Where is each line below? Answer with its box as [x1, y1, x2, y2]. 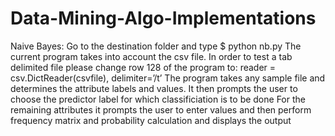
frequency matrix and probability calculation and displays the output [10, 114, 292, 126]
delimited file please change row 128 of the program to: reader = [10, 61, 277, 73]
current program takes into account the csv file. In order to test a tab [10, 50, 293, 62]
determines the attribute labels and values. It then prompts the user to [10, 82, 298, 94]
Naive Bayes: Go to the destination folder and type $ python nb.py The [10, 40, 302, 52]
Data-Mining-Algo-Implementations [10, 7, 317, 30]
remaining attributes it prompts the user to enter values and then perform [10, 103, 312, 116]
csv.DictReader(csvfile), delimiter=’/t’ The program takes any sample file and [10, 72, 326, 84]
